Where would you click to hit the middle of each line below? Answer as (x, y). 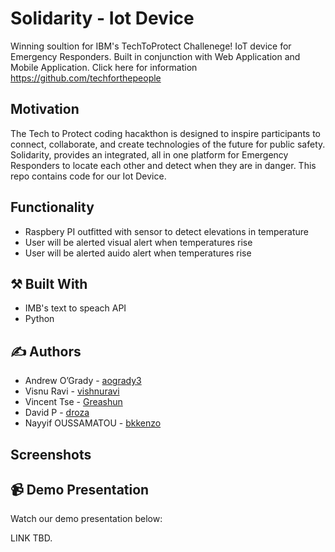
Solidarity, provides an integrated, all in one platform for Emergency (149, 154)
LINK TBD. (31, 538)
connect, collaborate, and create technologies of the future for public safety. (168, 144)
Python (39, 319)
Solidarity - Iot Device (102, 18)
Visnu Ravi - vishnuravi (72, 391)
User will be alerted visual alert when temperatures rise (138, 242)
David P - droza (57, 413)
